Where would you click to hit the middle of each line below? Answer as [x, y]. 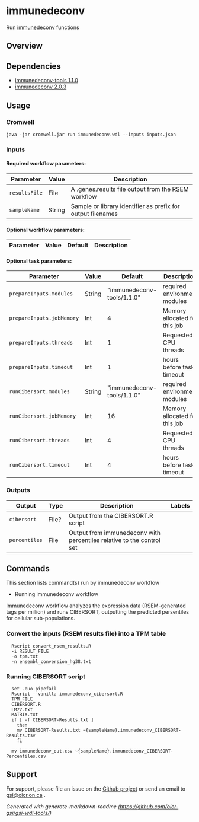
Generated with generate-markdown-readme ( [63, 806]
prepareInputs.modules [41, 294]
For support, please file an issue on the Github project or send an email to [96, 788]
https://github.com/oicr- [149, 806]
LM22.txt [22, 710]
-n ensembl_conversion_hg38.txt [52, 662]
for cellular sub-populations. [41, 619]
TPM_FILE [22, 699]
